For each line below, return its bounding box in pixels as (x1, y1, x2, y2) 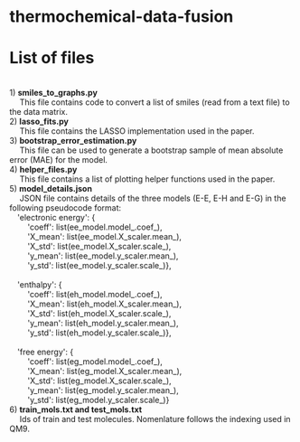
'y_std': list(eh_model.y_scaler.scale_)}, (26, 327, 172, 338)
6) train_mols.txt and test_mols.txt (9, 404, 143, 415)
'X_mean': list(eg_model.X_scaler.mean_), (26, 366, 183, 377)
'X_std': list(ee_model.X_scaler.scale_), (26, 241, 172, 252)
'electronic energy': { (17, 212, 96, 223)
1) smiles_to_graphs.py (9, 88, 98, 99)
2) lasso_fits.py (9, 116, 70, 127)
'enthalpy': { (17, 279, 62, 290)
